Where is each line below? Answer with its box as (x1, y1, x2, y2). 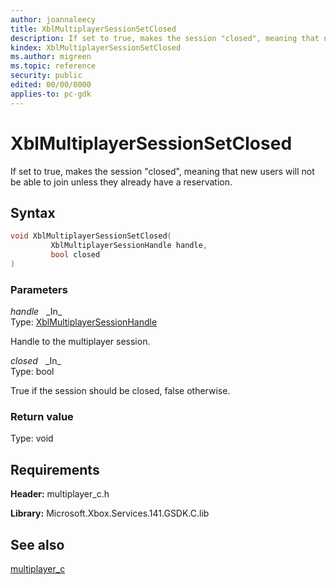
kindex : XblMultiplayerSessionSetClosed (10, 42, 182, 53)
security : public (10, 71, 83, 81)
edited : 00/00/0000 (10, 80, 92, 90)
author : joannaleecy (10, 14, 97, 25)
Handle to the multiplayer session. (10, 336, 151, 348)
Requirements (10, 461, 100, 478)
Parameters (10, 282, 68, 296)
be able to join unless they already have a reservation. (10, 176, 233, 188)
